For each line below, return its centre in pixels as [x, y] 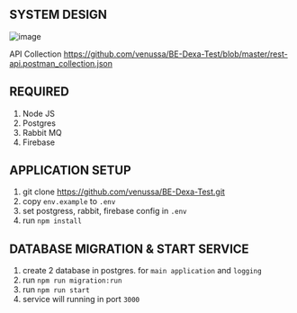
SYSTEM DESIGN [58, 15]
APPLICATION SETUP [71, 170]
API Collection [36, 54]
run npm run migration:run [72, 280]
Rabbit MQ [42, 132]
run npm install [52, 220]
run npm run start [56, 290]
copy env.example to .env [69, 201]
